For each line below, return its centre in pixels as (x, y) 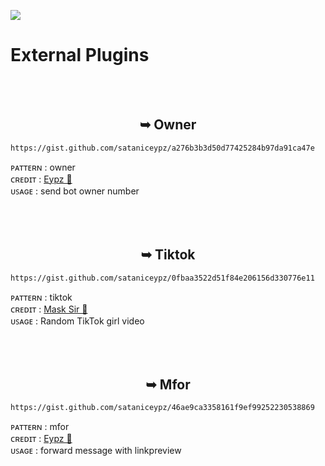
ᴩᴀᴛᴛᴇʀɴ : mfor (40, 427)
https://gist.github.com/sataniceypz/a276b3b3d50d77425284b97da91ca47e (162, 148)
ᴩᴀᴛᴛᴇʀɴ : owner (43, 167)
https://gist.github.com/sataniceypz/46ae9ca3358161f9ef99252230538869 (162, 408)
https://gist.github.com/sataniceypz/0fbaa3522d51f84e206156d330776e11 (162, 278)
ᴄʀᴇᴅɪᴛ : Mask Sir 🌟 (49, 309)
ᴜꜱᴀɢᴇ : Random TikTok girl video (77, 321)
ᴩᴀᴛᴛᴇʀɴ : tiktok (41, 297)
